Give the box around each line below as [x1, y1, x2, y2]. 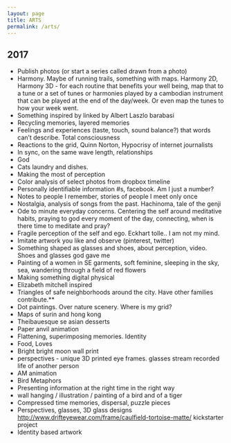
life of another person [17, 362, 80, 370]
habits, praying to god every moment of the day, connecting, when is [17, 214, 214, 223]
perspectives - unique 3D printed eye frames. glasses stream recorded [17, 354, 220, 363]
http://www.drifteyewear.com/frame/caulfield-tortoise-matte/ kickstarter [17, 413, 224, 422]
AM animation [17, 369, 57, 378]
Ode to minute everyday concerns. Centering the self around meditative [17, 207, 223, 216]
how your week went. [17, 104, 79, 112]
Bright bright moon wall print [17, 347, 99, 356]
